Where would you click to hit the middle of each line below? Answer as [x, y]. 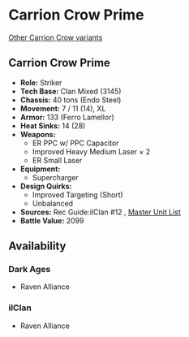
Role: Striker [41, 82]
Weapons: [38, 134]
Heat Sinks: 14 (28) [53, 125]
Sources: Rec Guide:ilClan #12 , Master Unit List [100, 212]
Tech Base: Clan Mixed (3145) [71, 91]
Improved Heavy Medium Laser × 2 [91, 151]
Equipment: [40, 169]
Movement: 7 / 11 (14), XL [63, 108]
